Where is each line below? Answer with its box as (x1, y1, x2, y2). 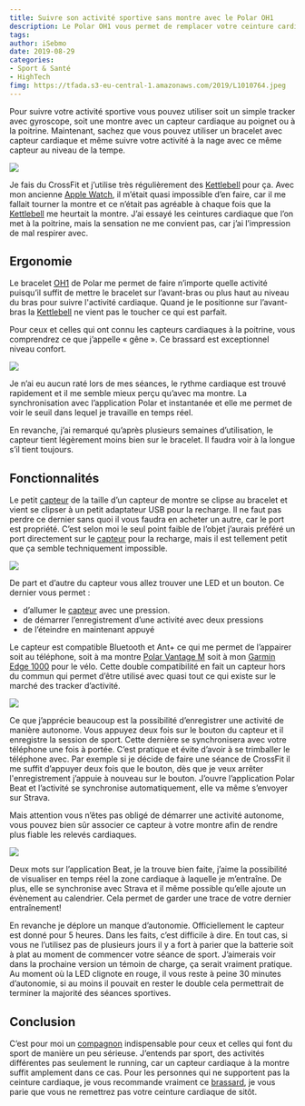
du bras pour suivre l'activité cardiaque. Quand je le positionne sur (9, 297, 259, 308)
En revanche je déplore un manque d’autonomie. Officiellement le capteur (9, 920, 285, 932)
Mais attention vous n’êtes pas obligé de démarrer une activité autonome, (9, 810, 284, 821)
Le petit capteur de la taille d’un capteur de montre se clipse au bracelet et (9, 494, 288, 505)
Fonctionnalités (9, 470, 100, 486)
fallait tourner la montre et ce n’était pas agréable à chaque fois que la (9, 198, 271, 209)
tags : (9, 30, 30, 39)
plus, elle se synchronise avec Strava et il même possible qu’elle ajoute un (9, 883, 287, 894)
